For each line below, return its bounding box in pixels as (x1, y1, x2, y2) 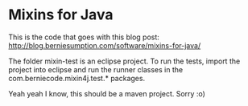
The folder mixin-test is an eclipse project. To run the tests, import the (8, 56, 241, 66)
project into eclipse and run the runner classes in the (8, 64, 184, 74)
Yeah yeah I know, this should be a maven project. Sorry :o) (8, 88, 205, 98)
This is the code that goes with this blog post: (8, 32, 159, 42)
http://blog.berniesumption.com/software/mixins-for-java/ (8, 40, 201, 50)
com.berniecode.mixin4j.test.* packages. (8, 73, 146, 83)
